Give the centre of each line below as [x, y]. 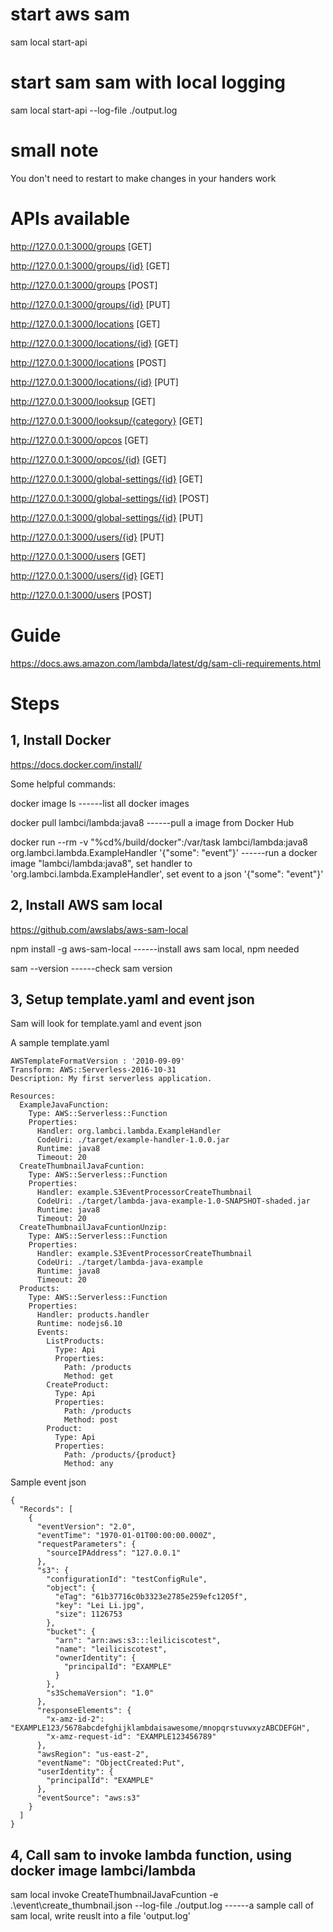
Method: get [88, 1376]
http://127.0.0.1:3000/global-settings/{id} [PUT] [107, 517]
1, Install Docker [61, 740]
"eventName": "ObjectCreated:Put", [111, 1763]
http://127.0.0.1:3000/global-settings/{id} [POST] [110, 498]
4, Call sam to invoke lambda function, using [151, 1854]
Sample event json [48, 1482]
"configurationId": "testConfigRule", [127, 1579]
